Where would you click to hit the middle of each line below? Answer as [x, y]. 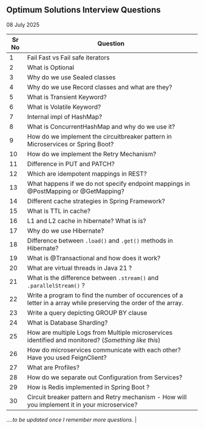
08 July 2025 [23, 24]
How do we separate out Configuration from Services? [105, 377]
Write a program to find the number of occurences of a [105, 295]
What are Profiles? [53, 367]
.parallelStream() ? [56, 285]
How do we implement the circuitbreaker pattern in [99, 136]
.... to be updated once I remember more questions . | [72, 419]
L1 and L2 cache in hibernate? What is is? [87, 221]
